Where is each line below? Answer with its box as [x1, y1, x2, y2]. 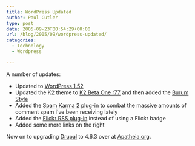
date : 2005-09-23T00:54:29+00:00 [6, 26, 91, 32]
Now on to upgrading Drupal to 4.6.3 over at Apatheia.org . [6, 133, 151, 140]
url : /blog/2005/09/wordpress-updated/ [6, 32, 107, 38]
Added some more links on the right [15, 121, 105, 128]
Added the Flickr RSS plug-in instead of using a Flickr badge [15, 114, 167, 122]
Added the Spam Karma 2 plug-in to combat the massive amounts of [15, 102, 187, 109]
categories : [6, 37, 36, 43]
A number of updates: [6, 71, 61, 78]
